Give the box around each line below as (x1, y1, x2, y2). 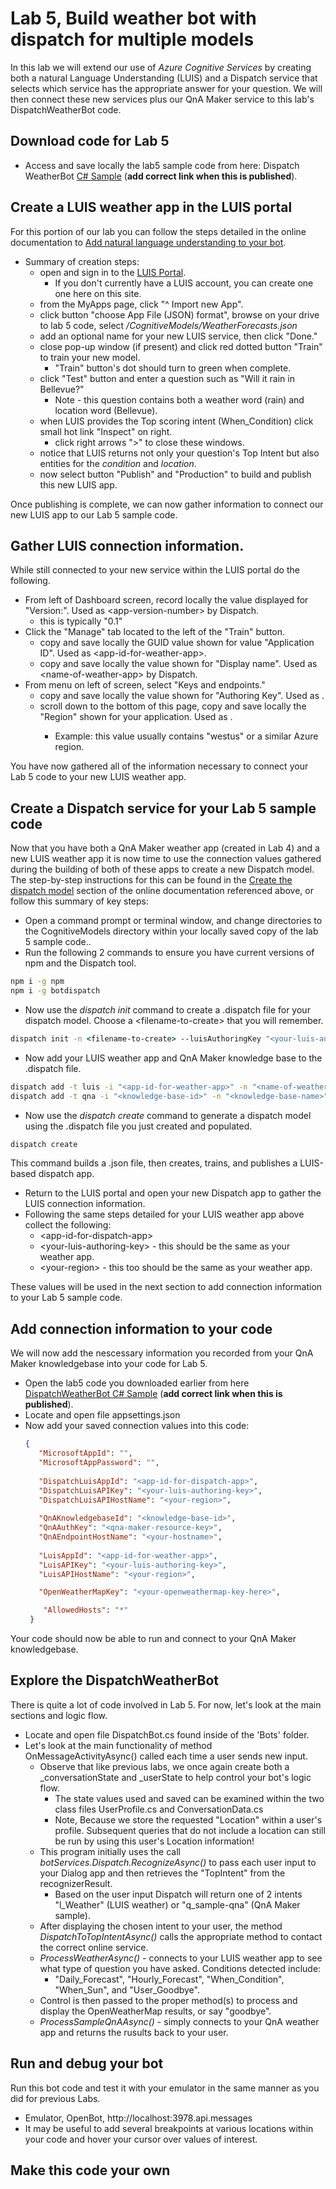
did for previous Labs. (10, 2092, 101, 2104)
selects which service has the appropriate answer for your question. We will (10, 82, 323, 94)
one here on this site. (54, 287, 142, 299)
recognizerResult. (39, 1877, 113, 1889)
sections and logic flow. (10, 1709, 108, 1721)
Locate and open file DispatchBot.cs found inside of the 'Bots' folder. (24, 1728, 310, 1741)
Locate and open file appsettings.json (24, 1409, 181, 1421)
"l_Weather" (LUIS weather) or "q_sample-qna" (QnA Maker (54, 1898, 301, 1911)
